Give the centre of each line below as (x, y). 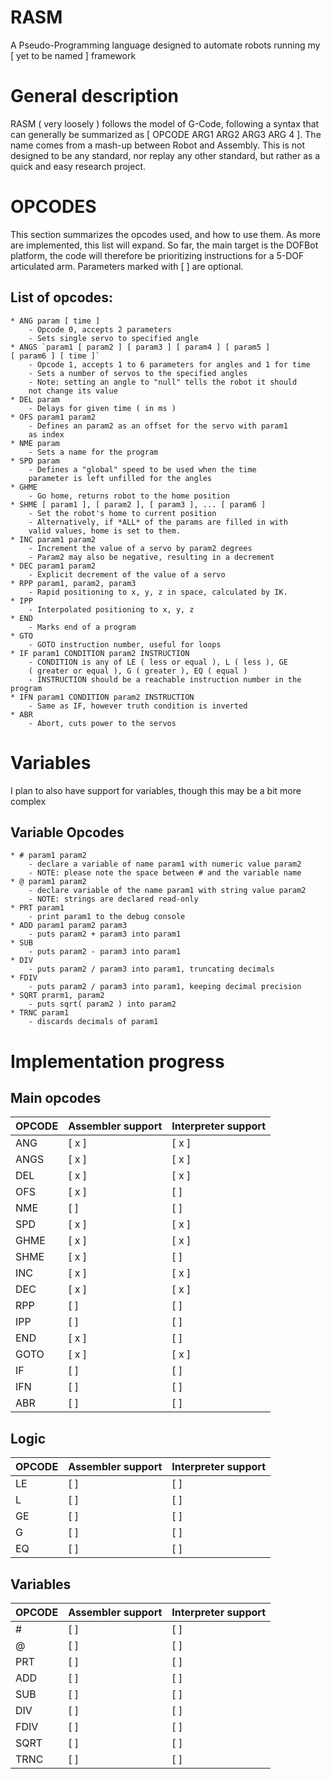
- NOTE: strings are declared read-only (113, 899)
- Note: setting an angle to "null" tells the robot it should (163, 382)
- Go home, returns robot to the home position (129, 496)
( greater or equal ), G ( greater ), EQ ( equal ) (138, 671)
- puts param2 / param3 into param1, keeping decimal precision (165, 987)
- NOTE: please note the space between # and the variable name (165, 873)
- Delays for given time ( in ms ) (102, 408)
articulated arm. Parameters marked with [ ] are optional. (127, 266)
